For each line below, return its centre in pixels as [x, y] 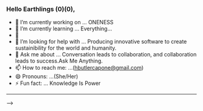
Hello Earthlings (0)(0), [41, 9]
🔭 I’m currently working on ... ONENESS [64, 22]
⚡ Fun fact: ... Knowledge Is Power [58, 83]
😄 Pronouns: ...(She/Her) [47, 76]
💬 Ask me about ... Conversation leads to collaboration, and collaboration [106, 55]
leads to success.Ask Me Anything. [59, 61]
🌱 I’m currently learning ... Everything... [63, 29]
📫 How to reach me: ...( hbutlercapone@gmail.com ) [79, 68]
